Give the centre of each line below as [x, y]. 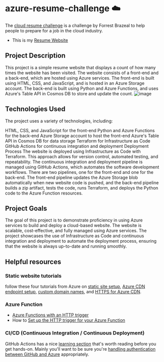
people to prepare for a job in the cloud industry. [54, 30]
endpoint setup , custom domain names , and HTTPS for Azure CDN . [73, 292]
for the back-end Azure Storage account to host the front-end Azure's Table [82, 136]
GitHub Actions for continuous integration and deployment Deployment [77, 146]
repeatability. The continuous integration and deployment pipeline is [74, 162]
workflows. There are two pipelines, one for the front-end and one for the [79, 172]
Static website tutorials [33, 276]
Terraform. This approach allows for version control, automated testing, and [82, 156]
